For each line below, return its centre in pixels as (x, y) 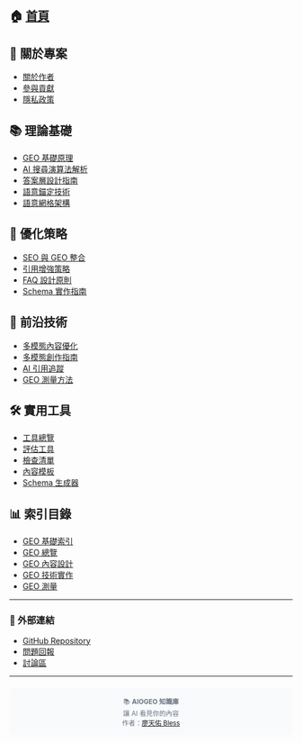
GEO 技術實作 (48, 575)
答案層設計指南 (50, 181)
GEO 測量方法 (48, 379)
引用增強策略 (46, 268)
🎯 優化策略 (38, 234)
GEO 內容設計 (48, 564)
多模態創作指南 (50, 357)
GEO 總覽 (40, 553)
